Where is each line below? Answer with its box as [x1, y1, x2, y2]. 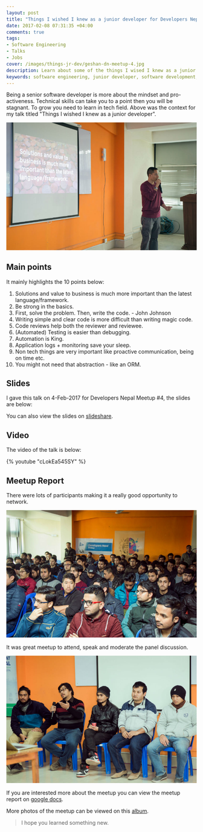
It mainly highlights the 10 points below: [6, 278, 105, 285]
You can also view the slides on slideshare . [6, 412, 114, 420]
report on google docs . [6, 796, 63, 803]
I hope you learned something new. [21, 819, 109, 827]
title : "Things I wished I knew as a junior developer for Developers [6, 16, 188, 22]
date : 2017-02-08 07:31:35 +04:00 [6, 22, 94, 29]
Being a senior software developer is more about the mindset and [6, 91, 169, 98]
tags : [6, 35, 20, 42]
